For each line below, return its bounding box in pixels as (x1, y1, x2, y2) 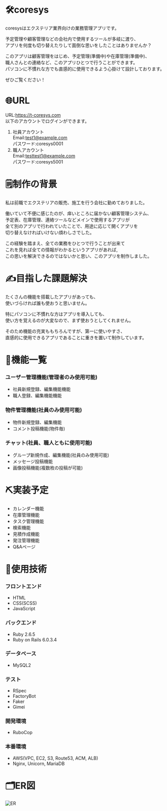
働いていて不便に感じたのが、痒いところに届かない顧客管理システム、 (5, 210, 152, 217)
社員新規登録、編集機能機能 (12, 386, 71, 392)
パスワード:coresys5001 (12, 158, 63, 165)
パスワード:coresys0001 (12, 141, 63, 147)
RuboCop (12, 729, 33, 736)
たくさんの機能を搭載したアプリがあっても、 (5, 293, 98, 300)
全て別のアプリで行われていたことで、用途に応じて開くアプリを (5, 223, 138, 229)
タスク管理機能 (12, 518, 44, 524)
